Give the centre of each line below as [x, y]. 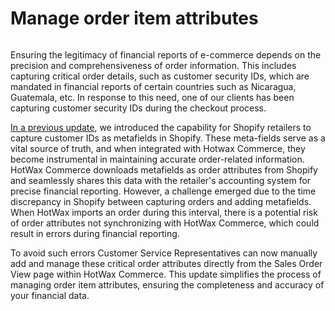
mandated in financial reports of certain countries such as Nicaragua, [153, 86]
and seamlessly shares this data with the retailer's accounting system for [161, 180]
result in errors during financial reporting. [95, 233]
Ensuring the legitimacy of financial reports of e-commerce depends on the [166, 54]
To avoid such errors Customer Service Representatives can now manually [164, 253]
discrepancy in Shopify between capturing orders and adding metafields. [161, 201]
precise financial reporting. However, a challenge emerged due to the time [163, 191]
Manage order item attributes [134, 18]
